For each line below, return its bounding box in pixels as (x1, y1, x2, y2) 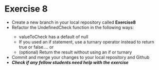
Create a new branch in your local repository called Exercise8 (11, 19, 136, 25)
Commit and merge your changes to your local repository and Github (11, 54, 150, 60)
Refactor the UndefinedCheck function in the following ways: (11, 24, 134, 30)
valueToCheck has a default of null (18, 34, 88, 40)
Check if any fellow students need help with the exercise (11, 59, 129, 65)
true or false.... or (18, 44, 54, 50)
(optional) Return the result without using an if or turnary (18, 49, 132, 55)
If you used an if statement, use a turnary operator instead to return (18, 39, 154, 44)
